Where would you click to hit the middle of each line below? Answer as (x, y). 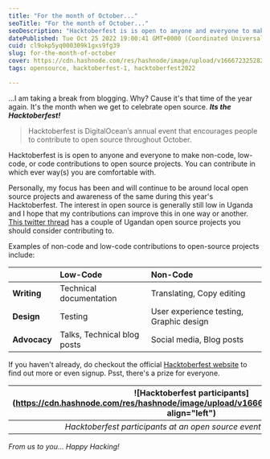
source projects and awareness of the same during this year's (111, 196)
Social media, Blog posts (197, 339)
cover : (19, 61)
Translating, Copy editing (198, 293)
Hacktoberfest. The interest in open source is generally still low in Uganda (131, 205)
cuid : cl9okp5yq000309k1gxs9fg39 (64, 46)
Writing (27, 293)
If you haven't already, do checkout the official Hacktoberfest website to (128, 364)
